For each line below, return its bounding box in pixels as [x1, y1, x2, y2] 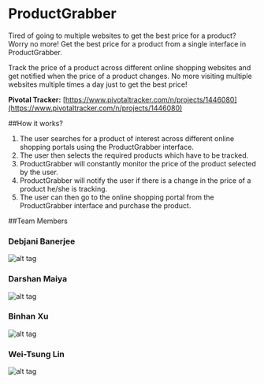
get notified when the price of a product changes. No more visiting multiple [8, 71, 252, 80]
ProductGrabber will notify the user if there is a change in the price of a [19, 175, 251, 185]
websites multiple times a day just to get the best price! [8, 80, 188, 89]
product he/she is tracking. [19, 184, 108, 193]
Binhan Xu [8, 311, 49, 322]
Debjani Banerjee [8, 236, 76, 247]
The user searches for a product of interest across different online [19, 133, 235, 143]
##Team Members [8, 216, 69, 226]
